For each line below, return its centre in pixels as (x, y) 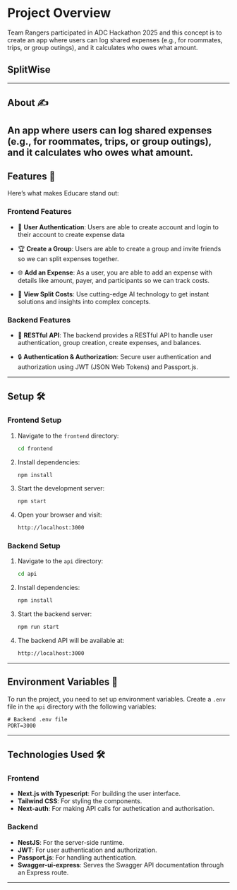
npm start (32, 501)
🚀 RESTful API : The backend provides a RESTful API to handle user (115, 335)
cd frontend (35, 449)
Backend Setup (34, 546)
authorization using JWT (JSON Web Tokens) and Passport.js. (108, 367)
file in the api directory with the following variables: (82, 706)
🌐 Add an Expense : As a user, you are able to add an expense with (115, 272)
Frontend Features (39, 212)
